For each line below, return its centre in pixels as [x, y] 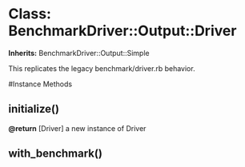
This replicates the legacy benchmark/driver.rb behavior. [102, 68]
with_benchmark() [55, 154]
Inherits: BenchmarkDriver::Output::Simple [79, 53]
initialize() [34, 109]
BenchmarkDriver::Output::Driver [122, 31]
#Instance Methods [40, 84]
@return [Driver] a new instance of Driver [77, 128]
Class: [30, 14]
